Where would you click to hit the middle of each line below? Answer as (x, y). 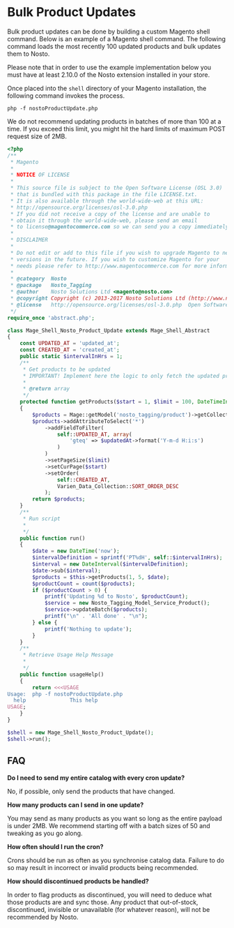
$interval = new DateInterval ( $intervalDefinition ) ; (110, 564)
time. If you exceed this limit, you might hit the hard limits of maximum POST (117, 128)
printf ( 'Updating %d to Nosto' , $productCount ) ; (116, 597)
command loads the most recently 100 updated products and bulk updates (114, 46)
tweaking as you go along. (45, 833)
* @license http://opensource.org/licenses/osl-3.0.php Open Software (119, 304)
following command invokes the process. (66, 96)
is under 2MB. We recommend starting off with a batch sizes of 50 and (109, 825)
